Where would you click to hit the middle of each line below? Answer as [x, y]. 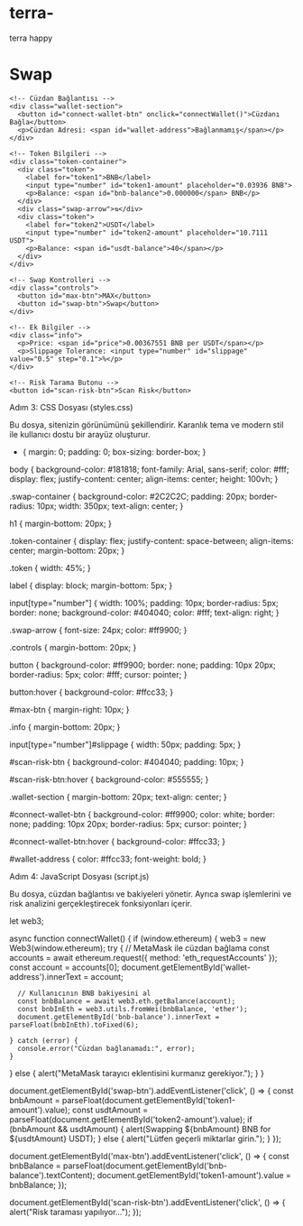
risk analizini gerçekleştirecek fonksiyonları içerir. [101, 903]
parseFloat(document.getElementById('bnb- [145, 1166]
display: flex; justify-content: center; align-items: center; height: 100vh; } [144, 479]
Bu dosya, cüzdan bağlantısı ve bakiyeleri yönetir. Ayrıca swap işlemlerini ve [151, 894]
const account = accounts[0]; [64, 967]
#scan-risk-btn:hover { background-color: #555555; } [109, 779]
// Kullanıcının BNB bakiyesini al [84, 993]
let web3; [27, 921]
